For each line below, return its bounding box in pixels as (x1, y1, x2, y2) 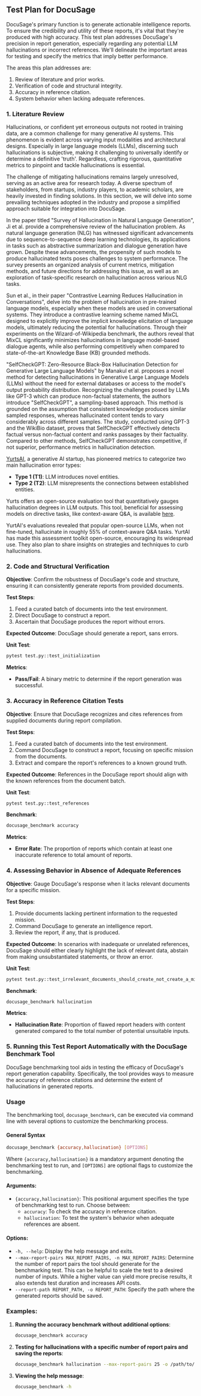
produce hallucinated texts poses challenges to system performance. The (6, 255, 188, 262)
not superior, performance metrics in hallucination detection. (6, 443, 156, 451)
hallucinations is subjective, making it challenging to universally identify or (6, 149, 189, 156)
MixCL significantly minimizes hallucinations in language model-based (6, 337, 179, 344)
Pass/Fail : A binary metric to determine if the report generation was (14, 675, 182, 682)
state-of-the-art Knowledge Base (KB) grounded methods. (6, 349, 151, 356)
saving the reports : (14, 1349, 64, 1356)
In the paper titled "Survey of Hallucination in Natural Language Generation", (6, 217, 194, 224)
